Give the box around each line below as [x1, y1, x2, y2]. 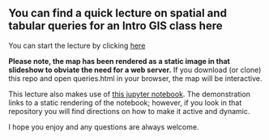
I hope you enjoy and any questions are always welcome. [8, 121, 199, 132]
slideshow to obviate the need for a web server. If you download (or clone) [8, 65, 262, 74]
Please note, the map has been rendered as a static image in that [8, 56, 231, 66]
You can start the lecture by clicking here [8, 40, 146, 50]
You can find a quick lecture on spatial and [8, 6, 227, 20]
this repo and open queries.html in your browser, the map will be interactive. [8, 73, 263, 83]
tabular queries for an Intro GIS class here [8, 19, 223, 33]
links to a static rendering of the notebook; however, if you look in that [8, 97, 242, 108]
